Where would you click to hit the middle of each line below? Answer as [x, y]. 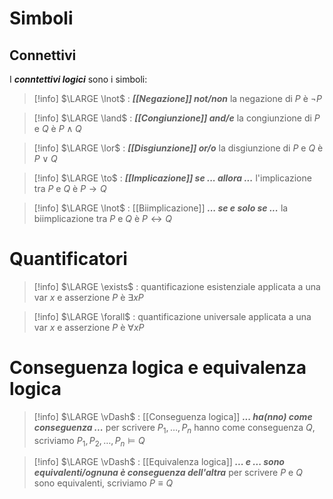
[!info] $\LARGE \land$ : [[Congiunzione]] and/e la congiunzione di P [177, 118]
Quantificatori [68, 259]
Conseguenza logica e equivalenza [158, 368]
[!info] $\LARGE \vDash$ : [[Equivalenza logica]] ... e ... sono [159, 462]
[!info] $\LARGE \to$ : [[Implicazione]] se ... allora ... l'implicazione [172, 178]
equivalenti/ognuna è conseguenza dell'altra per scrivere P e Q [168, 473]
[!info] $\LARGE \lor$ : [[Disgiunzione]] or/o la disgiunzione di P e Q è [178, 148]
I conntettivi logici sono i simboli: [78, 79]
